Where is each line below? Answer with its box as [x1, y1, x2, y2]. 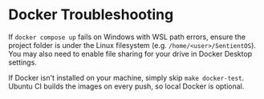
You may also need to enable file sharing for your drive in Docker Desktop [8, 49, 253, 58]
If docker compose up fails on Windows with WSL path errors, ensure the [8, 32, 246, 42]
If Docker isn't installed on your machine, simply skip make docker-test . [8, 73, 245, 82]
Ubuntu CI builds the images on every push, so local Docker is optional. [8, 81, 245, 91]
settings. [8, 57, 38, 67]
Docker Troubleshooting [8, 6, 174, 24]
